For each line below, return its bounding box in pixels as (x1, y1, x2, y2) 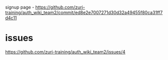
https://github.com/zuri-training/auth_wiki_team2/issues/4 (5, 48, 126, 54)
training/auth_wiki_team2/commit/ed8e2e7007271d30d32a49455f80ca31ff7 (5, 9, 163, 15)
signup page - (5, 4, 35, 10)
